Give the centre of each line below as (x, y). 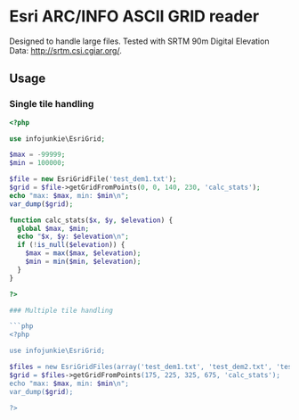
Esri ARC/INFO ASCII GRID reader (134, 16)
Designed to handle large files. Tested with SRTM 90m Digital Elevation (139, 41)
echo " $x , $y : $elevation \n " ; (73, 237)
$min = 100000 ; (37, 163)
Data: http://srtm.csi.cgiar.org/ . (65, 50)
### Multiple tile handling (61, 310)
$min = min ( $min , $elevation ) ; (83, 261)
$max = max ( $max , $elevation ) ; (83, 253)
